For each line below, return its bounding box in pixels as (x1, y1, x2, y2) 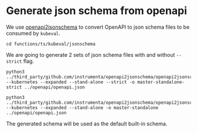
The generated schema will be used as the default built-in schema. (6, 120, 168, 127)
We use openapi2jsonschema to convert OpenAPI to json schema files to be (6, 23, 190, 30)
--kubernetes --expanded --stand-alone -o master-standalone (6, 104, 159, 111)
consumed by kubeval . (6, 29, 60, 36)
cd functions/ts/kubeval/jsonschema (6, 41, 96, 47)
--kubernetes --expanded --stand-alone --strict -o (6, 79, 135, 85)
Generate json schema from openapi (6, 4, 188, 18)
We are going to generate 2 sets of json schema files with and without (6, 51, 175, 58)
